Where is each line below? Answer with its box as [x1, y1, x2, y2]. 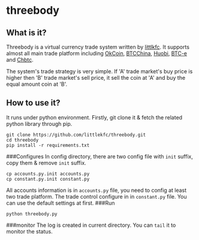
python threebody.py [6, 211, 58, 217]
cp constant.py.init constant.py [6, 176, 90, 182]
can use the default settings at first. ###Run [6, 199, 115, 206]
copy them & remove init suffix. [6, 159, 87, 166]
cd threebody [6, 137, 39, 143]
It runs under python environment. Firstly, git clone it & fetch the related [6, 113, 183, 121]
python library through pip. [6, 120, 73, 127]
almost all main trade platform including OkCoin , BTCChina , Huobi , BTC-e [6, 50, 188, 57]
